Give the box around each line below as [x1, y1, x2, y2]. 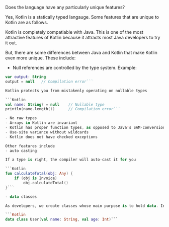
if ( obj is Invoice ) [14, 176, 57, 181]
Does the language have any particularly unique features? [5, 5, 125, 10]
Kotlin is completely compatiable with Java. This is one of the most [5, 29, 143, 35]
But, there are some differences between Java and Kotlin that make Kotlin [5, 50, 157, 55]
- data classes [5, 194, 37, 199]
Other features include [5, 143, 55, 148]
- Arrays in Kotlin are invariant [5, 120, 78, 125]
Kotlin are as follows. [5, 20, 48, 25]
